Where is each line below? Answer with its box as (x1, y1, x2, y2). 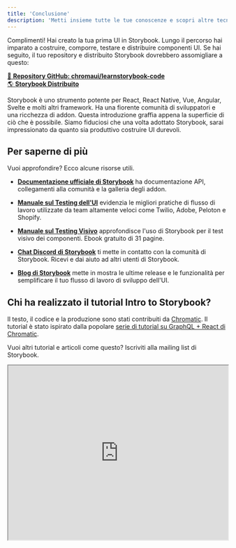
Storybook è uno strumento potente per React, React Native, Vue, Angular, (7, 96, 222, 104)
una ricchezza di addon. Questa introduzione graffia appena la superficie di (7, 110, 225, 119)
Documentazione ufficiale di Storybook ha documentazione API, (17, 177, 206, 186)
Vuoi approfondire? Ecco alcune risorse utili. (7, 164, 135, 172)
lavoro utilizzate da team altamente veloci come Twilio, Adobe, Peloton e (17, 206, 226, 214)
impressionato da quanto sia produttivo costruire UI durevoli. (7, 125, 182, 133)
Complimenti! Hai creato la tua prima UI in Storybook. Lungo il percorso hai (7, 36, 223, 44)
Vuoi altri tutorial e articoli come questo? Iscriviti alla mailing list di (7, 343, 197, 352)
